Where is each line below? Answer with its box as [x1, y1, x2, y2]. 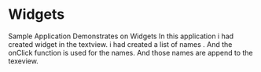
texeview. [8, 56, 39, 66]
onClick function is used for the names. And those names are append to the [8, 48, 253, 57]
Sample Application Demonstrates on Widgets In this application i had [8, 31, 234, 41]
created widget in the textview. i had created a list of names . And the [8, 39, 233, 49]
